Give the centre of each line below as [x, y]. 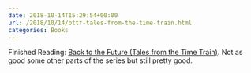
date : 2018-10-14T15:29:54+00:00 [63, 15]
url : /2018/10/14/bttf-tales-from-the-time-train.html [100, 23]
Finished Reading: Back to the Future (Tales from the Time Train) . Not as [126, 53]
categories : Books [38, 30]
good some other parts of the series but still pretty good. [101, 60]
